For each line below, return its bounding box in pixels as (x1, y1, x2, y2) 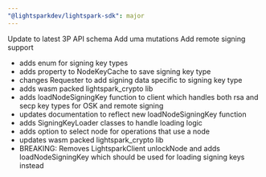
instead (18, 160, 45, 170)
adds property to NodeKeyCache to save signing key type (18, 66, 211, 76)
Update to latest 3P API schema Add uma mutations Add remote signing (7, 34, 246, 43)
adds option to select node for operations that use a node (18, 126, 211, 136)
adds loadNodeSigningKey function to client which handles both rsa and (18, 92, 259, 101)
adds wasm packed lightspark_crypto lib (18, 84, 153, 93)
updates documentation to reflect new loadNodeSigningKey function (18, 109, 247, 119)
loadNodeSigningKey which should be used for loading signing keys (18, 152, 245, 162)
